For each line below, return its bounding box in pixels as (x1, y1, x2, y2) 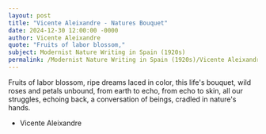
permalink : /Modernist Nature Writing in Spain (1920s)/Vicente (8, 56, 225, 64)
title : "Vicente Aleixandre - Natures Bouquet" (8, 19, 169, 27)
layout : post (8, 11, 51, 20)
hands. (8, 102, 31, 112)
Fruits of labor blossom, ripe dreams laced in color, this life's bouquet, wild (8, 77, 252, 87)
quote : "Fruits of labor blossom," (8, 41, 126, 49)
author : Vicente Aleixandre (8, 33, 101, 42)
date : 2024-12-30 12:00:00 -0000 (8, 26, 119, 34)
